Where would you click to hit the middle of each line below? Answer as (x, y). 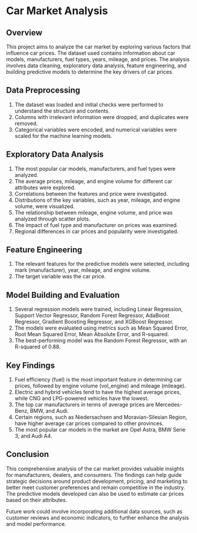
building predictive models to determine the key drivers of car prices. (90, 72)
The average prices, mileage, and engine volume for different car (93, 181)
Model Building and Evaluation (63, 295)
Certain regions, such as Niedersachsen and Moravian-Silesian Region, (101, 417)
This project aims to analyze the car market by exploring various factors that (98, 47)
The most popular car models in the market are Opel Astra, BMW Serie (100, 430)
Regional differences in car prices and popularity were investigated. (96, 231)
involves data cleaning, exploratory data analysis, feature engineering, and (96, 65)
